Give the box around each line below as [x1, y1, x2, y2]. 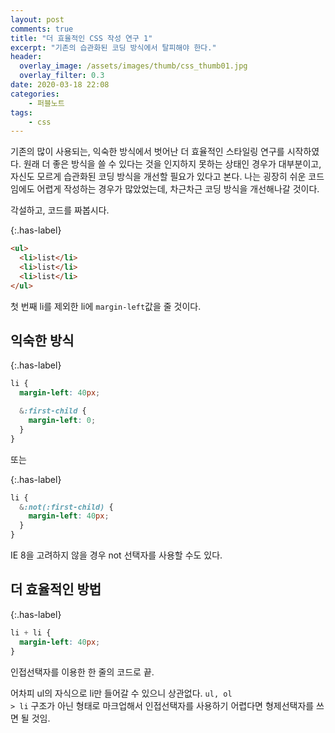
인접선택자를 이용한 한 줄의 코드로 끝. [10, 666, 155, 678]
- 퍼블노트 [28, 98, 65, 108]
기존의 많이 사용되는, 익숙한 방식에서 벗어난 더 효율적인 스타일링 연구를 [10, 146, 285, 158]
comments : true [10, 24, 74, 34]
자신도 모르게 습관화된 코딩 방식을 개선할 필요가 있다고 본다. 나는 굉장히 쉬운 [10, 171, 307, 183]
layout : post [10, 14, 65, 25]
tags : [10, 107, 33, 118]
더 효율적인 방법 [10, 581, 102, 598]
